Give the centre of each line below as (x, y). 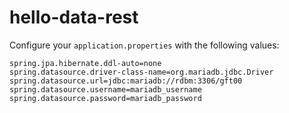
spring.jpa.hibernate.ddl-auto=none (85, 63)
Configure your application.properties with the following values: (144, 45)
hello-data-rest (74, 17)
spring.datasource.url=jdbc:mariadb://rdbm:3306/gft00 (126, 81)
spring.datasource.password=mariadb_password (105, 98)
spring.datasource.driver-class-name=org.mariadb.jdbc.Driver (141, 72)
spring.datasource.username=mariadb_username (105, 89)
